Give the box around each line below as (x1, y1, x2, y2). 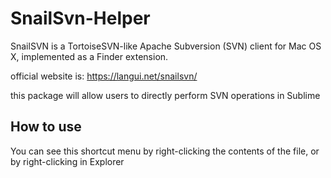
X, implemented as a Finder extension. (10, 50, 169, 62)
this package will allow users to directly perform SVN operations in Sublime (10, 89, 321, 101)
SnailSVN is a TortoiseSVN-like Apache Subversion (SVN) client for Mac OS (10, 40, 322, 52)
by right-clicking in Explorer (10, 155, 125, 167)
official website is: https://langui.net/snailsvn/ (10, 70, 198, 82)
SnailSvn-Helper (10, 7, 151, 30)
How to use (10, 118, 82, 136)
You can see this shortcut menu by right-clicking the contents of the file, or (10, 145, 320, 157)
